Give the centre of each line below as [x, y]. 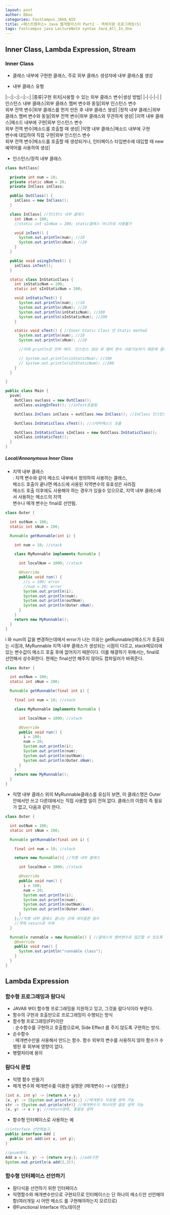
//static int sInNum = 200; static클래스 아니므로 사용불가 [73, 224]
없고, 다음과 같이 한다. [40, 807]
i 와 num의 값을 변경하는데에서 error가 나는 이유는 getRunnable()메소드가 [78, 639]
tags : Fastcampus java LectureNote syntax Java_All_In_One [69, 29]
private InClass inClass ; [37, 187]
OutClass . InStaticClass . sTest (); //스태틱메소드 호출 [68, 423]
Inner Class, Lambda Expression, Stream [71, 49]
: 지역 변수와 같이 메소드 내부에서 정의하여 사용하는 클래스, [70, 478]
